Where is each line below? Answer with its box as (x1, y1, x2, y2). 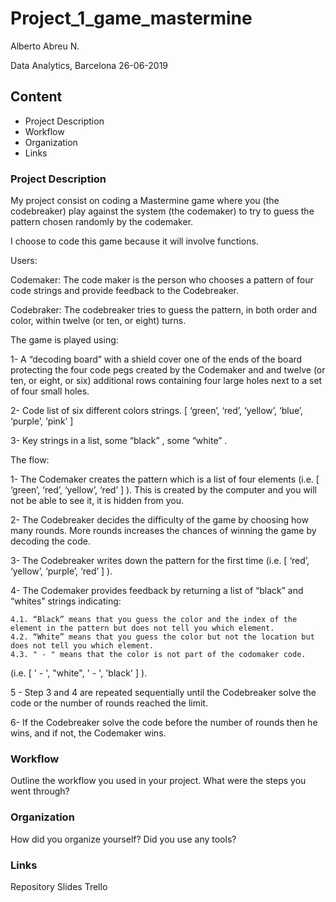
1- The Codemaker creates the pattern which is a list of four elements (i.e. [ (10, 473, 320, 486)
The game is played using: (10, 334, 119, 346)
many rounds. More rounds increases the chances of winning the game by (10, 525, 317, 537)
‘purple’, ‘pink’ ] (10, 415, 74, 427)
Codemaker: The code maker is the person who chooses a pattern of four (10, 274, 314, 286)
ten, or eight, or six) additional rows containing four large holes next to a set (10, 375, 323, 387)
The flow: (10, 454, 50, 466)
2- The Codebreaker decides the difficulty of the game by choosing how (10, 514, 309, 526)
